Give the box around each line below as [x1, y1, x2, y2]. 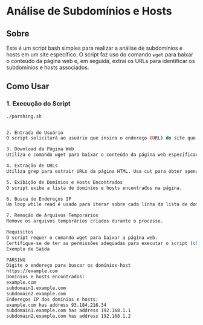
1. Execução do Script [6, 99, 71, 108]
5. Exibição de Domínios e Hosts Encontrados [6, 179, 123, 186]
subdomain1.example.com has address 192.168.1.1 [6, 307, 131, 313]
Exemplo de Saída [6, 246, 50, 252]
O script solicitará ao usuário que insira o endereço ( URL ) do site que [6, 135, 196, 141]
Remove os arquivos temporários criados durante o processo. [6, 218, 164, 224]
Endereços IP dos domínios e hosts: [6, 296, 98, 303]
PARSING [6, 256, 26, 263]
